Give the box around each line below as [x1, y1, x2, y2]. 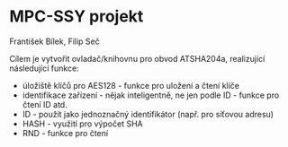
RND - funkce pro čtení [22, 127, 109, 138]
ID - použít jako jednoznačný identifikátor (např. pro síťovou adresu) [22, 108, 274, 119]
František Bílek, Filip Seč [9, 36, 101, 47]
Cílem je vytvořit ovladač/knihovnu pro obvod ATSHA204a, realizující [9, 53, 265, 64]
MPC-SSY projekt [9, 6, 144, 27]
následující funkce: [9, 63, 79, 73]
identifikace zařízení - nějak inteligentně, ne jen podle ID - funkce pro [22, 90, 280, 100]
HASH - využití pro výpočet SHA [22, 118, 143, 129]
